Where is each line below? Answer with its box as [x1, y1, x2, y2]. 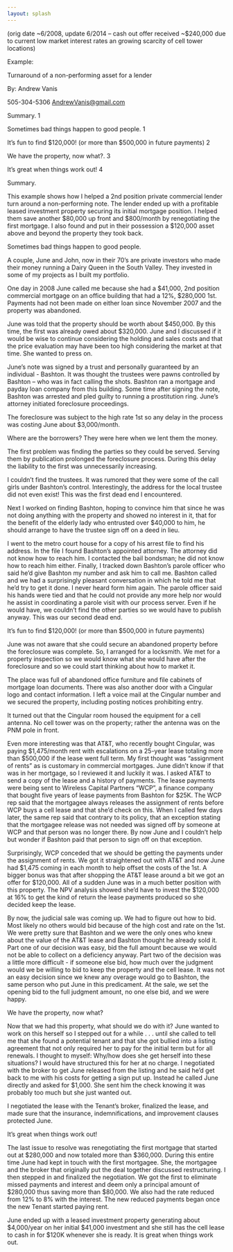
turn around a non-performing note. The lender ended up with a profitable [7, 199, 218, 208]
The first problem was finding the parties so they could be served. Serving [7, 447, 220, 456]
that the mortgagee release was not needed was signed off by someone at [7, 820, 221, 828]
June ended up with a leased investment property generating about [7, 1216, 200, 1224]
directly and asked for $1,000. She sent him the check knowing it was [7, 1080, 206, 1089]
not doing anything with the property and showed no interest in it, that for [7, 511, 217, 519]
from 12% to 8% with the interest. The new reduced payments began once [7, 1195, 221, 1203]
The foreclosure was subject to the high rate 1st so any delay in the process [7, 412, 223, 421]
